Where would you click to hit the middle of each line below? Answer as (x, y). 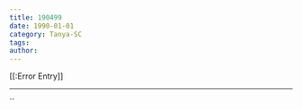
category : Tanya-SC (46, 34)
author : (24, 51)
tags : (19, 42)
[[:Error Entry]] (36, 76)
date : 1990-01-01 (42, 26)
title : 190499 (36, 17)
